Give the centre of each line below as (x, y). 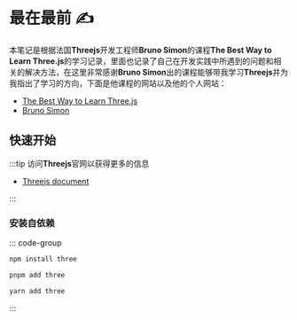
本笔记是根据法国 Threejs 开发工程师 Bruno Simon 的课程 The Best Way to (141, 50)
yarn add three (37, 291)
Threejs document (55, 181)
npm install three (43, 259)
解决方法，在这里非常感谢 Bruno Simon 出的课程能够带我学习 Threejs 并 (152, 72)
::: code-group (35, 243)
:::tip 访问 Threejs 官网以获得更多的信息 (79, 163)
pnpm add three (37, 275)
